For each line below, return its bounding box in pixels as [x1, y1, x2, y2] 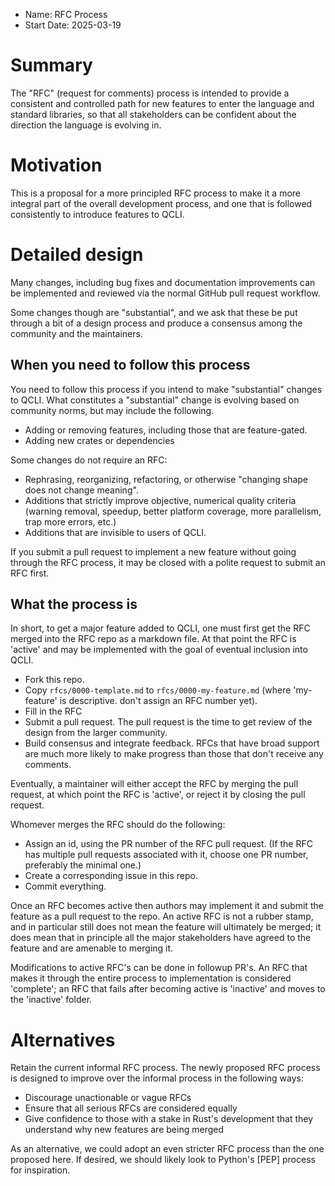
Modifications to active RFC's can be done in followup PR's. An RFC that [10, 962, 308, 974]
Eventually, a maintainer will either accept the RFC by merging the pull [10, 778, 299, 790]
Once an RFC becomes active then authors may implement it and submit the [10, 900, 324, 912]
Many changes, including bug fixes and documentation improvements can [10, 276, 316, 288]
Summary [10, 54, 93, 77]
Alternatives [10, 1029, 116, 1051]
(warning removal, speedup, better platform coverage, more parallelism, [24, 505, 322, 517]
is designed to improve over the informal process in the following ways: [10, 1072, 305, 1084]
